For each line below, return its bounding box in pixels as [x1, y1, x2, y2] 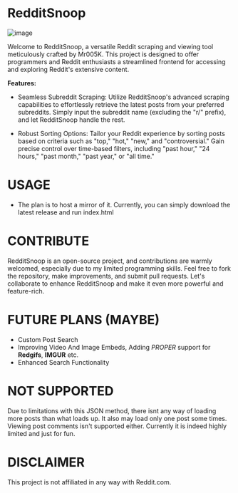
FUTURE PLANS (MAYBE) [7, 312, 160, 328]
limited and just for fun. [7, 429, 76, 437]
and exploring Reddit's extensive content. [7, 65, 130, 73]
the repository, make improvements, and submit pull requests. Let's [7, 271, 205, 280]
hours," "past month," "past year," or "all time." [17, 152, 155, 160]
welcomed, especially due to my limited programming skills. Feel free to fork [7, 264, 232, 272]
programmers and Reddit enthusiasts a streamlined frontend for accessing [7, 57, 226, 66]
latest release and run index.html [17, 208, 114, 217]
